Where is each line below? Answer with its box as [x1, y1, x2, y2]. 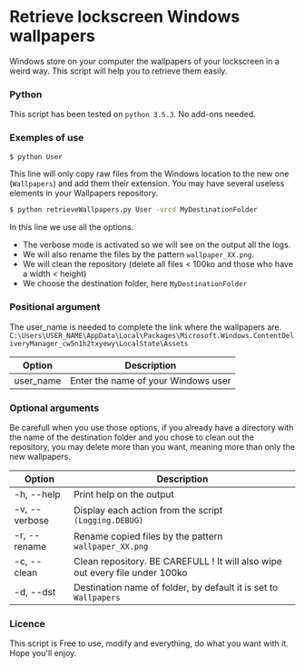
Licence [9, 617, 45, 630]
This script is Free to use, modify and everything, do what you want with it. [9, 638, 289, 649]
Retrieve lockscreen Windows [9, 6, 241, 27]
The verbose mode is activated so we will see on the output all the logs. [22, 239, 291, 251]
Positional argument [9, 301, 101, 314]
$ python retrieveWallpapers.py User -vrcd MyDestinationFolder [9, 205, 258, 214]
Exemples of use [9, 132, 84, 144]
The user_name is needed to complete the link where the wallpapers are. [9, 321, 282, 333]
